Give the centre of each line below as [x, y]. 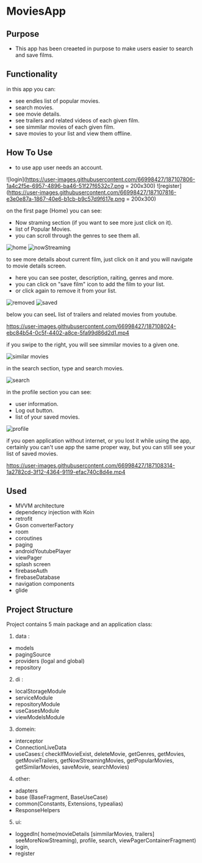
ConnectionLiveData [41, 747]
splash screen [33, 564]
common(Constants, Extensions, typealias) [69, 804]
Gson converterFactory [45, 525]
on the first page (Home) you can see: [54, 211]
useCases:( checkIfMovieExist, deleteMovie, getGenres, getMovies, [100, 754]
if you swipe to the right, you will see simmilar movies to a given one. [93, 345]
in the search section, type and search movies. [65, 368]
